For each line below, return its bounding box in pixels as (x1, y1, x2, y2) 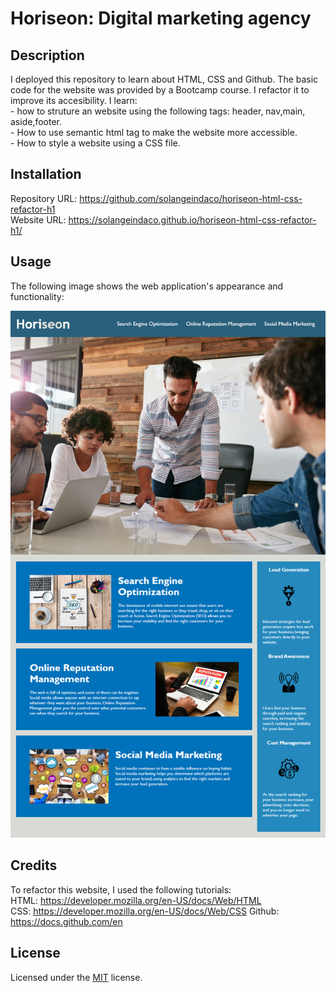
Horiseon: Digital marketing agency (10, 7, 312, 30)
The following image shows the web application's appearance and (10, 280, 284, 292)
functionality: (10, 290, 65, 302)
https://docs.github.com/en (10, 915, 123, 927)
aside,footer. (10, 116, 63, 127)
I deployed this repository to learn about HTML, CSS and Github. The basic (10, 73, 319, 85)
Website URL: (10, 213, 67, 226)
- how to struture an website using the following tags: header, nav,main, (10, 105, 306, 117)
